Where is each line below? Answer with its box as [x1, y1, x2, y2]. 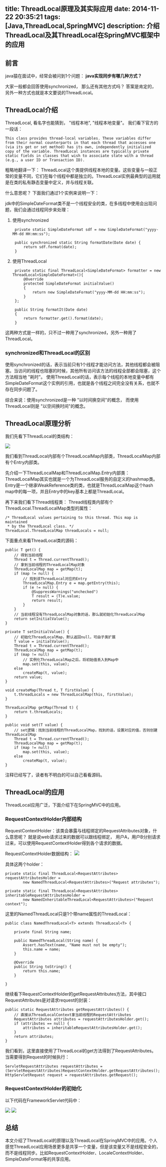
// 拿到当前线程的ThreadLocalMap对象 [14, 563, 85, 568]
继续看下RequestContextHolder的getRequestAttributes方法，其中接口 [5, 991, 147, 997]
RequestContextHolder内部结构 [5, 815, 82, 822]
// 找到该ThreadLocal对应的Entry [23, 577, 87, 582]
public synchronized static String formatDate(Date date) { [14, 240, 141, 245]
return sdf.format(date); [23, 245, 77, 250]
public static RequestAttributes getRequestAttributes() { [5, 1007, 129, 1012]
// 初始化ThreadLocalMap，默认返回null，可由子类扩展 [14, 635, 116, 640]
